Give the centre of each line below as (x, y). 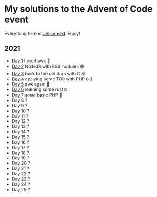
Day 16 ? (20, 142)
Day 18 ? (20, 153)
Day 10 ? (20, 111)
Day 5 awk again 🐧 (31, 84)
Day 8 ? (19, 100)
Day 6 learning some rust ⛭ (40, 89)
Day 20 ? (21, 163)
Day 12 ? (20, 121)
